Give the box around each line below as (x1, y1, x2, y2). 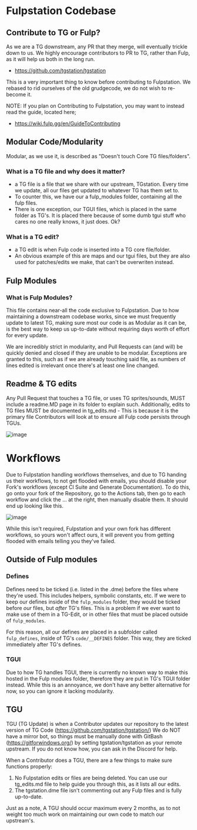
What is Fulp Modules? (6, 293, 73, 301)
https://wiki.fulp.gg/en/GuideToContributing (14, 120, 121, 127)
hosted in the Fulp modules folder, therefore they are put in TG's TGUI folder (6, 675, 191, 682)
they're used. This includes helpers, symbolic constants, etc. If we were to (6, 592, 186, 599)
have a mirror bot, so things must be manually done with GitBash (6, 732, 163, 739)
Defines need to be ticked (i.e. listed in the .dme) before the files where (6, 585, 179, 592)
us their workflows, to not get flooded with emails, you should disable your (6, 477, 187, 484)
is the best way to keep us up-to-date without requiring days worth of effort (6, 325, 190, 333)
